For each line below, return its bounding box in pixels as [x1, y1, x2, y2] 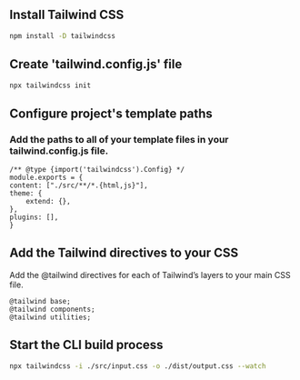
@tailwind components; [9, 305, 95, 314]
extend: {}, [25, 197, 71, 206]
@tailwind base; [9, 296, 71, 305]
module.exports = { [9, 173, 84, 183]
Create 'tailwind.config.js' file [9, 56, 183, 72]
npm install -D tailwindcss [9, 31, 116, 40]
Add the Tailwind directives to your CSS [9, 245, 239, 261]
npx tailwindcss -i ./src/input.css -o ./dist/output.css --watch [9, 361, 266, 371]
